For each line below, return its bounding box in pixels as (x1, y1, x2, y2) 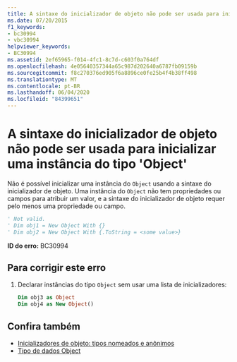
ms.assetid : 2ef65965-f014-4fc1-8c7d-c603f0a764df (7, 56, 159, 64)
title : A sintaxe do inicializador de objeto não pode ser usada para (7, 10, 219, 18)
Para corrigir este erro (7, 262, 107, 274)
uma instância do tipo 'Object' (7, 156, 188, 172)
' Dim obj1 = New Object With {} (7, 222, 106, 229)
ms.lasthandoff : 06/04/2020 (7, 89, 90, 96)
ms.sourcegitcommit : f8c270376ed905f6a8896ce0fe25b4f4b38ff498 (7, 69, 197, 76)
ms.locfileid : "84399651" (7, 96, 83, 103)
